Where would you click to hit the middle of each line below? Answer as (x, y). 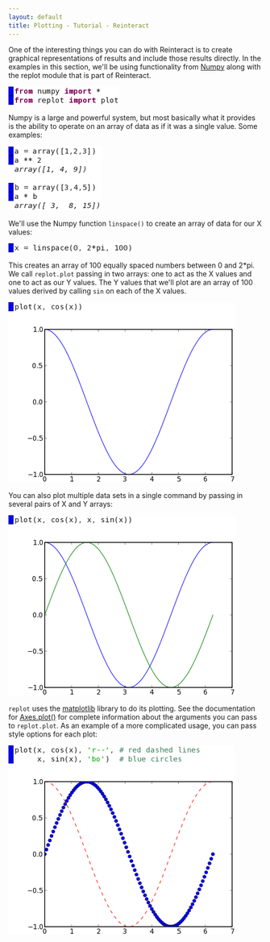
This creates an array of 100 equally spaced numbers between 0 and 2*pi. (132, 265)
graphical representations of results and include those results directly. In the (135, 58)
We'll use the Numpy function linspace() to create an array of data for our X (135, 223)
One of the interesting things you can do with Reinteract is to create (120, 49)
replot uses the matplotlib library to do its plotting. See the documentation (132, 708)
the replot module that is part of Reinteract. (80, 75)
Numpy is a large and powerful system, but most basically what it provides (132, 118)
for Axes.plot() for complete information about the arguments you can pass (133, 716)
